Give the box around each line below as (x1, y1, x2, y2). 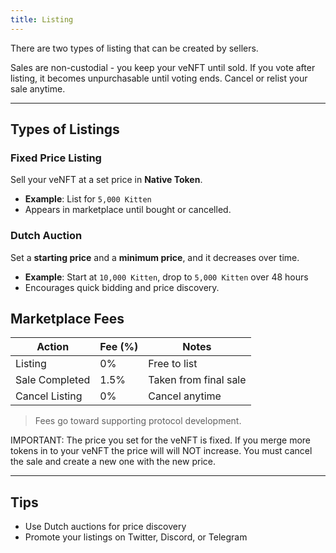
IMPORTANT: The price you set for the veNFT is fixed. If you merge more (10, 434, 312, 446)
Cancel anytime (148, 389, 222, 403)
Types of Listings (10, 121, 120, 138)
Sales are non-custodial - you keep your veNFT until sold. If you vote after (10, 61, 316, 73)
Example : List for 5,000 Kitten (24, 193, 152, 205)
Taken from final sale (148, 373, 247, 387)
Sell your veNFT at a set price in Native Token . (10, 174, 203, 186)
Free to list (148, 357, 198, 371)
